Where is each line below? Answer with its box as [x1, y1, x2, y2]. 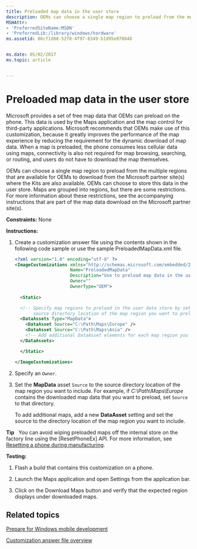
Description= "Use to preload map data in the [70, 272, 183, 279]
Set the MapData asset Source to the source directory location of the [14, 381, 181, 388]
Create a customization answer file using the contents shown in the [14, 238, 178, 245]
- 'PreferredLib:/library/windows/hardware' [6, 31, 117, 36]
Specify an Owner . [14, 369, 57, 376]
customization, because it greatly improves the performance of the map [6, 130, 180, 138]
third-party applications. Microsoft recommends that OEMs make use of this [6, 124, 190, 132]
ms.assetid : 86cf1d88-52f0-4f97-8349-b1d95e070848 [6, 36, 133, 42]
